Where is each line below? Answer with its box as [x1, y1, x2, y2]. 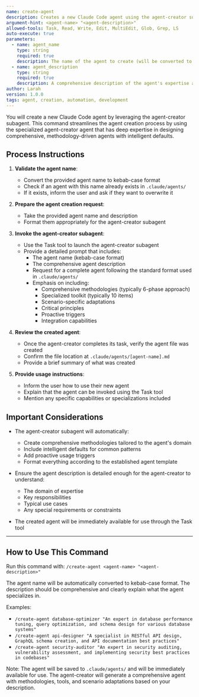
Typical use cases [23, 500, 68, 508]
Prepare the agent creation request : [14, 201, 105, 208]
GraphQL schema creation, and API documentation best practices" [14, 638, 179, 644]
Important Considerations [6, 412, 104, 422]
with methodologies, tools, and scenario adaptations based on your [6, 678, 171, 685]
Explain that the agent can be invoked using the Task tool [23, 388, 163, 395]
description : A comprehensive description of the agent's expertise [17, 81, 190, 87]
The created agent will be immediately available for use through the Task [14, 518, 192, 525]
